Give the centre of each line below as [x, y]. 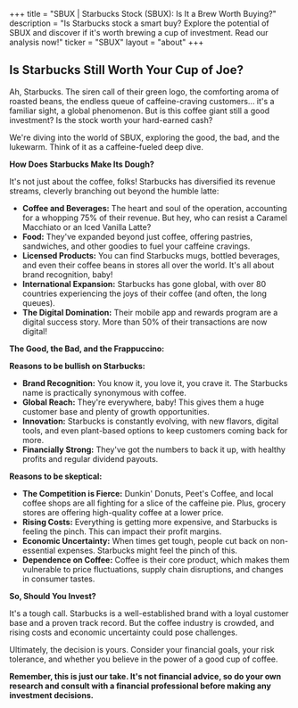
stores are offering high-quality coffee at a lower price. [123, 512]
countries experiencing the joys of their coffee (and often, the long [145, 293]
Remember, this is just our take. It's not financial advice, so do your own [145, 676]
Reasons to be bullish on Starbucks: [77, 366]
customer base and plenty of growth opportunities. [116, 411]
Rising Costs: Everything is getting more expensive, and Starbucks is [150, 522]
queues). [38, 302]
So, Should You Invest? [53, 596]
